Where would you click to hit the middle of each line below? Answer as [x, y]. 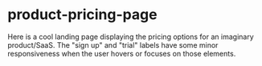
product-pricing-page [82, 15]
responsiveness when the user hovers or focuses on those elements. [122, 53]
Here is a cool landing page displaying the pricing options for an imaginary [131, 37]
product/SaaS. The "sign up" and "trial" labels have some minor [113, 45]
